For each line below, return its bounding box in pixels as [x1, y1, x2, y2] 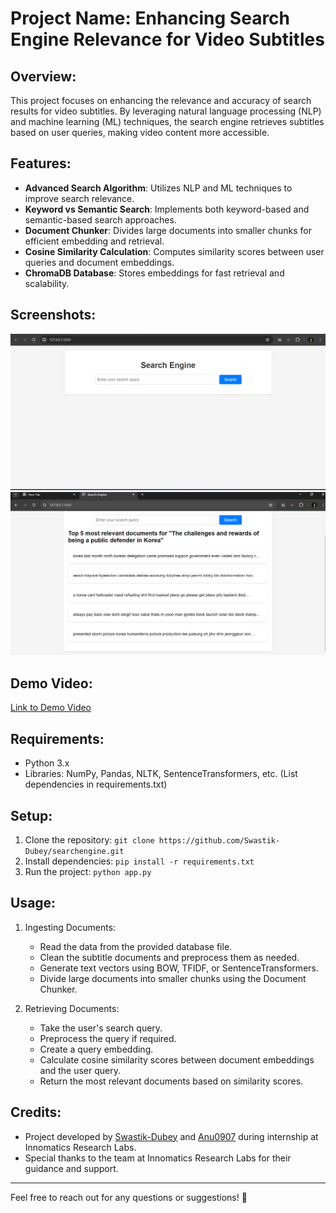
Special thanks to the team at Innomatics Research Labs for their [24, 1152, 292, 1164]
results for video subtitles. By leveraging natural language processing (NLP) [10, 105, 322, 117]
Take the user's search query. [39, 1022, 163, 1034]
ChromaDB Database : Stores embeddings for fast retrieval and [24, 267, 285, 279]
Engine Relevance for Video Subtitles [10, 28, 325, 51]
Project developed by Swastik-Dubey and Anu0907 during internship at [24, 1130, 319, 1142]
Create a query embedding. [39, 1043, 154, 1055]
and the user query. [39, 1064, 122, 1076]
